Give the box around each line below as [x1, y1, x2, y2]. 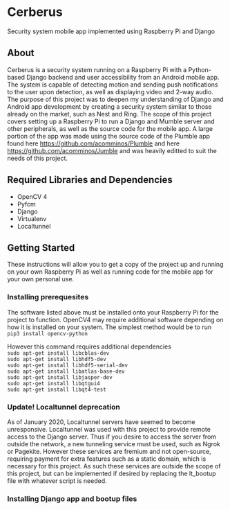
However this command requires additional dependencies [7, 342, 171, 351]
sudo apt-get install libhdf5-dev [7, 355, 107, 362]
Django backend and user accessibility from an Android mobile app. [26, 73, 220, 81]
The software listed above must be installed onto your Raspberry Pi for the [7, 308, 219, 316]
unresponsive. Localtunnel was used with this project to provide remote [7, 425, 211, 433]
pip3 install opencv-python [7, 330, 88, 337]
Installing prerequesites [7, 292, 89, 302]
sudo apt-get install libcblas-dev [7, 349, 110, 357]
